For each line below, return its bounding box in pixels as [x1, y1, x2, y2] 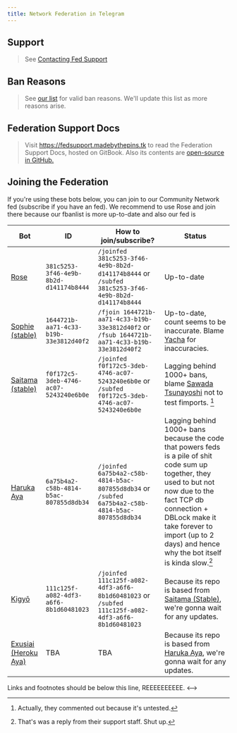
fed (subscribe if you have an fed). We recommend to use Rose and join [7, 202, 217, 211]
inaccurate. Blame [164, 326, 224, 335]
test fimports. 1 [164, 396, 214, 407]
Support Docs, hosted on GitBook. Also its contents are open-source [24, 149, 224, 157]
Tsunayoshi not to [164, 388, 224, 398]
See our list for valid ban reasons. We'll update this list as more [24, 94, 208, 103]
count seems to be [164, 316, 226, 326]
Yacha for [164, 334, 196, 344]
